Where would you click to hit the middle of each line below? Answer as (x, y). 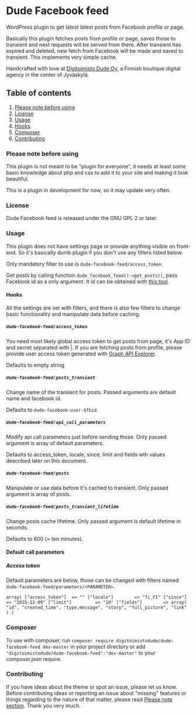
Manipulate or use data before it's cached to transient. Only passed (87, 487)
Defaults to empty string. (36, 365)
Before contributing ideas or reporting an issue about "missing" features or (96, 693)
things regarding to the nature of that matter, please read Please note (89, 699)
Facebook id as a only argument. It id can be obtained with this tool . (88, 281)
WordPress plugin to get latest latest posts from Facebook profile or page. (95, 27)
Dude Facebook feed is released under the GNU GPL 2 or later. (82, 218)
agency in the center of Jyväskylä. (48, 74)
